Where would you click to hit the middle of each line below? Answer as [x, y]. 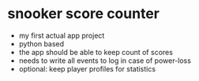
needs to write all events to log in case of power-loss [105, 61]
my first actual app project [62, 35]
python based [41, 43]
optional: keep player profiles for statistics [87, 68]
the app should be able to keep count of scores [96, 52]
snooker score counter [83, 14]
